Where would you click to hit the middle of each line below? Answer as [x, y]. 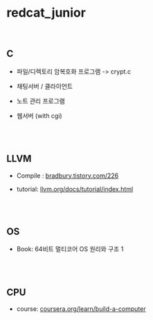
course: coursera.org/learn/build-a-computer [81, 309]
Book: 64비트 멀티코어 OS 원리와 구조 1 [70, 249]
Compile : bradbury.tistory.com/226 [67, 176]
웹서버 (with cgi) [39, 115]
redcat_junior [46, 13]
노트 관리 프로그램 [40, 101]
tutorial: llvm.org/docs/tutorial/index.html [75, 189]
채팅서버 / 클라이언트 [45, 86]
